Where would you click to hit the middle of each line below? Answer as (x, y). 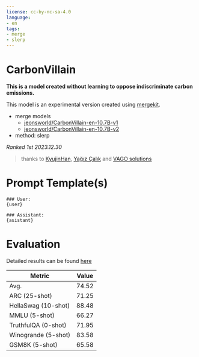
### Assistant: (25, 215)
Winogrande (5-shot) (40, 335)
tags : (13, 29)
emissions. (20, 93)
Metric (40, 276)
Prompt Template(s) (57, 183)
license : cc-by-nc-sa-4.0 (38, 12)
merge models (33, 116)
